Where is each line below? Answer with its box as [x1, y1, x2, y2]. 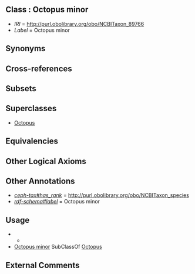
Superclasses [5, 103, 57, 113]
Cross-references [5, 64, 73, 73]
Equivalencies [5, 136, 58, 146]
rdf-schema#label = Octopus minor [14, 198, 100, 205]
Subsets [5, 83, 36, 93]
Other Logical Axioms [5, 156, 86, 166]
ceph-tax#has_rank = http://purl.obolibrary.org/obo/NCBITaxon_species [14, 192, 189, 199]
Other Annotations [5, 176, 75, 186]
